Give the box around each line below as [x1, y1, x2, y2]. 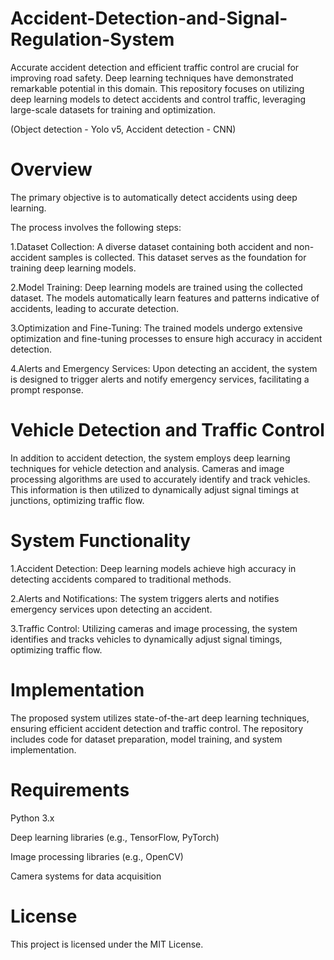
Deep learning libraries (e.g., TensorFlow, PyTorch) [10, 831, 220, 843]
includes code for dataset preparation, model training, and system [10, 733, 283, 745]
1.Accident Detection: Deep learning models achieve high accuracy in [10, 562, 297, 574]
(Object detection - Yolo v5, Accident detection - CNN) [10, 123, 237, 135]
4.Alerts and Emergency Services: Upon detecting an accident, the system [10, 362, 318, 374]
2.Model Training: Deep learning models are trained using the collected [10, 281, 303, 293]
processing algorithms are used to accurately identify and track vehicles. [10, 473, 311, 485]
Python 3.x [10, 812, 55, 824]
